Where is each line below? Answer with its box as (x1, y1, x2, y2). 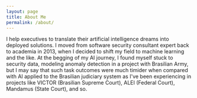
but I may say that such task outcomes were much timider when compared (6, 67, 188, 74)
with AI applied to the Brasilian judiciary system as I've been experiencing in (6, 73, 191, 80)
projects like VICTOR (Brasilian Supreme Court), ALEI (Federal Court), (6, 79, 175, 86)
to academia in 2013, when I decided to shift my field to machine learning (6, 48, 185, 55)
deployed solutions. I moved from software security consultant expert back (6, 42, 189, 49)
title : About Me (6, 14, 46, 20)
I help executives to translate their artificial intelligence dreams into (6, 36, 170, 43)
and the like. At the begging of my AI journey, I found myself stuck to (6, 54, 173, 62)
